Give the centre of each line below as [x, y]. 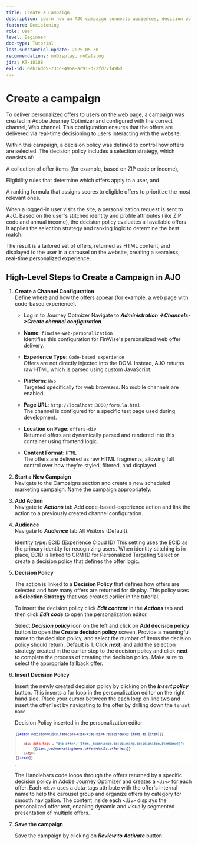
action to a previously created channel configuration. [79, 513]
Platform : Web [40, 381]
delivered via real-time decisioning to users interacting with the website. [94, 133]
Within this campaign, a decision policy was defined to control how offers [95, 145]
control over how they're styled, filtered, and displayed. [90, 466]
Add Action [29, 501]
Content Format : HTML [50, 453]
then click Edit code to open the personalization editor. [81, 614]
